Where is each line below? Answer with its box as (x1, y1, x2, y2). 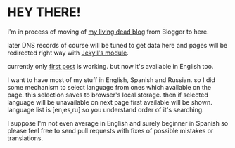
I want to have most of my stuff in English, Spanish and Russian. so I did (7, 75, 216, 84)
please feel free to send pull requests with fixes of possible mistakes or (7, 126, 214, 135)
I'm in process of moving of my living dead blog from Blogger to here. (7, 27, 209, 36)
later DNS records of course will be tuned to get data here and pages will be (7, 41, 228, 49)
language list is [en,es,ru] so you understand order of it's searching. (7, 105, 204, 114)
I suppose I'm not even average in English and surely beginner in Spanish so (7, 119, 229, 127)
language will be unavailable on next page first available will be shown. (7, 97, 212, 106)
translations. (7, 134, 44, 142)
